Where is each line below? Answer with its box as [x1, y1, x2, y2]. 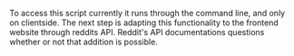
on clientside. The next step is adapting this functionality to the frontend [9, 17, 279, 28]
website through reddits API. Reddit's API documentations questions [9, 27, 265, 37]
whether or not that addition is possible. [9, 36, 159, 47]
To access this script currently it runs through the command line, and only [9, 8, 286, 18]
